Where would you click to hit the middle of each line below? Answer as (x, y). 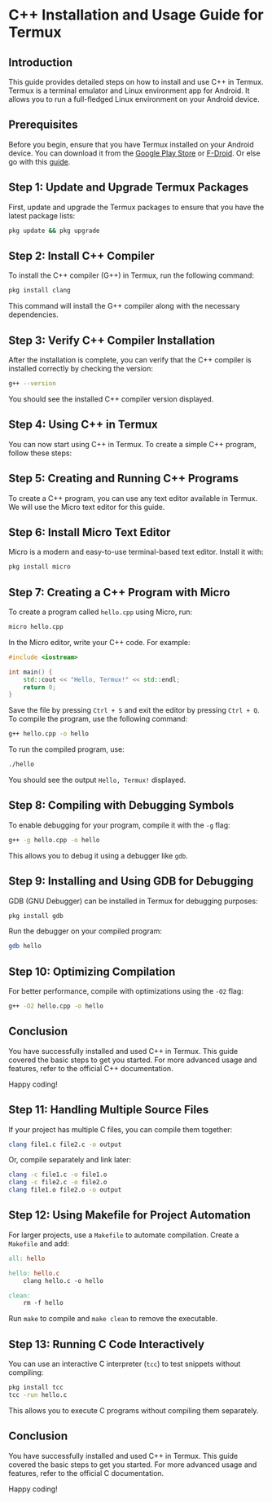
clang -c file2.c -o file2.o (58, 1183)
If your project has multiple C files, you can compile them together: (121, 1129)
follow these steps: (40, 453)
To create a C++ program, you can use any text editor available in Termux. (133, 498)
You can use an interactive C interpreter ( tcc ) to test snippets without (125, 1364)
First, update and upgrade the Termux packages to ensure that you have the (136, 207)
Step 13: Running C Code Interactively (107, 1344)
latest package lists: (42, 215)
